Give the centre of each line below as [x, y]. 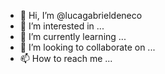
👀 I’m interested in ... [62, 26]
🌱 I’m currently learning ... [73, 36]
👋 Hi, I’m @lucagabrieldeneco [81, 15]
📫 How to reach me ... [66, 58]
